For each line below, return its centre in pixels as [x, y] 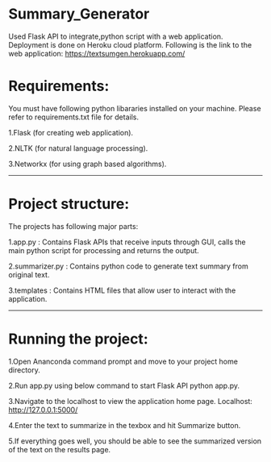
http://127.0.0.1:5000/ [43, 410]
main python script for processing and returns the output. [104, 250]
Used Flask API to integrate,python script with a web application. [116, 36]
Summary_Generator [79, 14]
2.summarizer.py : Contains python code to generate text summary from [128, 266]
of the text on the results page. [60, 449]
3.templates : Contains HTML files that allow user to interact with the [122, 290]
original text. [29, 274]
